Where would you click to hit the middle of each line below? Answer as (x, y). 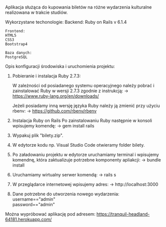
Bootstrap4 (16, 44)
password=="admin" (34, 204)
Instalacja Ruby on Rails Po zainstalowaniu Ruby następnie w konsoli (82, 120)
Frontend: (15, 31)
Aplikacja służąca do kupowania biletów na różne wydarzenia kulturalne (79, 7)
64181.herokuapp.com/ (28, 219)
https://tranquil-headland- (123, 214)
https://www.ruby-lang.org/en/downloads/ (55, 96)
